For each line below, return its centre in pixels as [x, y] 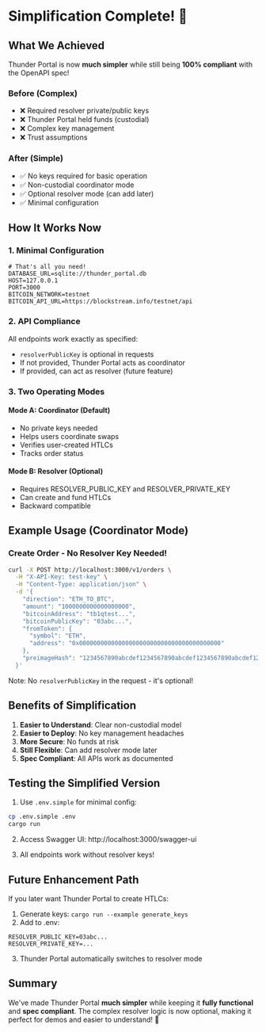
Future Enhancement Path [74, 879]
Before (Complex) [43, 93]
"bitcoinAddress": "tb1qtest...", [79, 613]
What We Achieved [57, 46]
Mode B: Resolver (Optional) [56, 472]
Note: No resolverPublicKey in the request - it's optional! [101, 680]
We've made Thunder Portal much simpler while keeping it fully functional [131, 1003]
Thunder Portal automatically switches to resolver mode [111, 959]
